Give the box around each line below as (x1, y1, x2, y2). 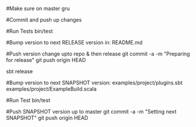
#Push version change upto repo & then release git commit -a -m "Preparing (6, 50, 190, 57)
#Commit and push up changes (6, 16, 82, 23)
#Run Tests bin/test (6, 28, 53, 35)
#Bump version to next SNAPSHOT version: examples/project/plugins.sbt (6, 79, 183, 86)
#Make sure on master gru (6, 5, 70, 12)
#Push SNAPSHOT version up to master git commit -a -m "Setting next (6, 108, 177, 115)
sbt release (6, 68, 33, 75)
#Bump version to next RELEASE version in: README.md (6, 39, 143, 46)
